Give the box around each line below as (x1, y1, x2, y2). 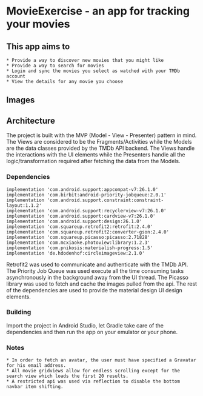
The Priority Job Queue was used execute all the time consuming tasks (6, 267, 184, 274)
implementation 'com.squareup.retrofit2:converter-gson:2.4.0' (6, 229, 170, 235)
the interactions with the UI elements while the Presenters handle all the (6, 151, 186, 158)
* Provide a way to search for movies (6, 62, 104, 69)
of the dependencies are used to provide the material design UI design (6, 286, 183, 294)
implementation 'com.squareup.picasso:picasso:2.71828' (6, 234, 150, 240)
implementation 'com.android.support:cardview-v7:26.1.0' (6, 213, 156, 219)
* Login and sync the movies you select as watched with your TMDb (6, 68, 181, 74)
